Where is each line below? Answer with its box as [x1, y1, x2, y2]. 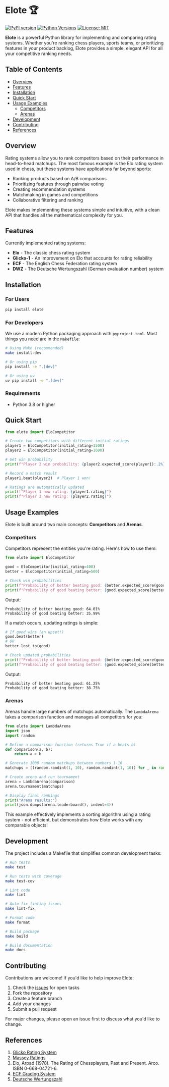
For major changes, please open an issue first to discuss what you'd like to [5, 1016, 160, 1022]
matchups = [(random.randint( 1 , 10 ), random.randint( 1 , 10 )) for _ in [5, 765, 156, 770]
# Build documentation [5, 943, 53, 948]
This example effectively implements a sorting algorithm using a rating [5, 811, 151, 817]
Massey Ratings [12, 1054, 46, 1061]
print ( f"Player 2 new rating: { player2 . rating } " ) [5, 494, 112, 499]
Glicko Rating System [12, 1049, 57, 1055]
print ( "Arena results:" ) [5, 798, 57, 803]
